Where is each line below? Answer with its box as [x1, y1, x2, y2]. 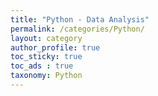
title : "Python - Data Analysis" [10, 14, 150, 25]
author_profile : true [10, 42, 101, 53]
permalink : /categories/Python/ [10, 24, 145, 34]
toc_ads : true [10, 61, 74, 71]
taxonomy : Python [10, 71, 83, 81]
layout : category [10, 33, 83, 43]
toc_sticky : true [10, 52, 83, 62]
